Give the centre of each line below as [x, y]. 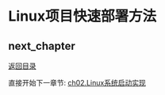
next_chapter [42, 46]
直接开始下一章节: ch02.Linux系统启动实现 [77, 83]
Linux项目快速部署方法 [82, 16]
